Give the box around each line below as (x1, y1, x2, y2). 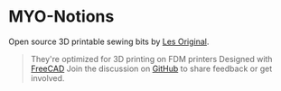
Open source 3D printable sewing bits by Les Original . (8, 36, 210, 47)
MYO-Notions (8, 6, 115, 27)
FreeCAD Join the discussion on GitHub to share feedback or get (30, 63, 273, 74)
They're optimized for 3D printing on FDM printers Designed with (30, 53, 273, 64)
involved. (30, 72, 65, 83)
